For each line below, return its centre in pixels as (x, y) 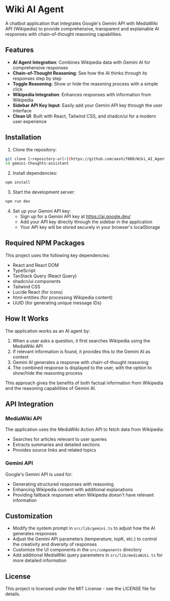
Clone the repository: (35, 149)
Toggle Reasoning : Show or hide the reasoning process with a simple (85, 84)
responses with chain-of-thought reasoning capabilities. (64, 34)
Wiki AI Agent (35, 9)
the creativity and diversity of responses (55, 544)
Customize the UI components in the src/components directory (77, 550)
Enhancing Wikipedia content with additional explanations (73, 489)
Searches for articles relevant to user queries (60, 439)
